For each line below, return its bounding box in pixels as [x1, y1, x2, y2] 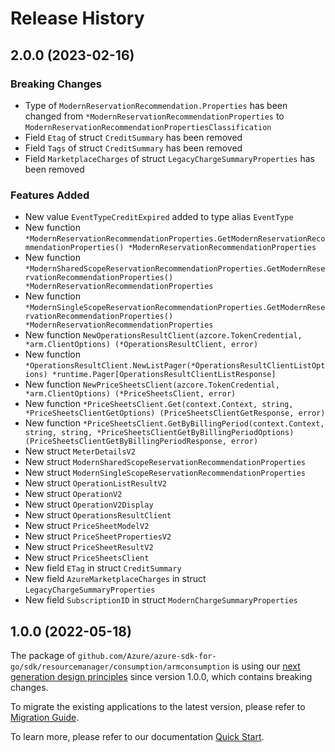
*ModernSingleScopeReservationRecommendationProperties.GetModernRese [24, 303, 326, 313]
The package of [10, 649, 76, 661]
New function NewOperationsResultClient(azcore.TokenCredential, [24, 329, 303, 341]
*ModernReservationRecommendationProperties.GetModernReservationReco [24, 234, 326, 244]
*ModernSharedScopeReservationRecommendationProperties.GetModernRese [24, 264, 326, 274]
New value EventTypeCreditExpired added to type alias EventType [24, 211, 294, 223]
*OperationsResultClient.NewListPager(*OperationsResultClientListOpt [24, 361, 326, 371]
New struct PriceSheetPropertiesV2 [24, 530, 172, 542]
